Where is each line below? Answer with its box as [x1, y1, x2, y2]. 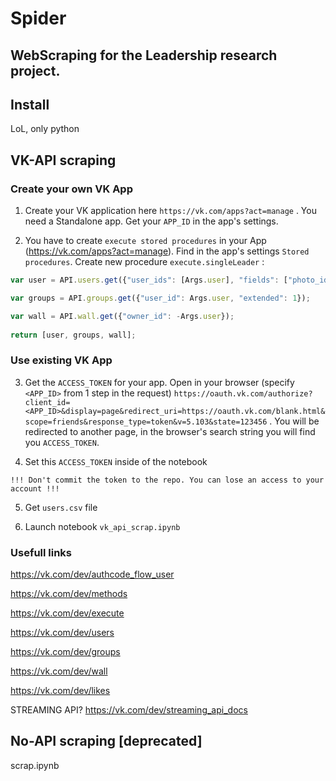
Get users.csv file [24, 501, 98, 513]
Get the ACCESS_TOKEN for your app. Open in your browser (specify [24, 376, 295, 388]
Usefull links [10, 545, 73, 559]
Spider [10, 7, 67, 30]
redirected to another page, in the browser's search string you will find [24, 425, 316, 437]
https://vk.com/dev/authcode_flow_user [10, 568, 175, 581]
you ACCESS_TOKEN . [24, 436, 100, 448]
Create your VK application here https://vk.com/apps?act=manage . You [24, 205, 317, 217]
